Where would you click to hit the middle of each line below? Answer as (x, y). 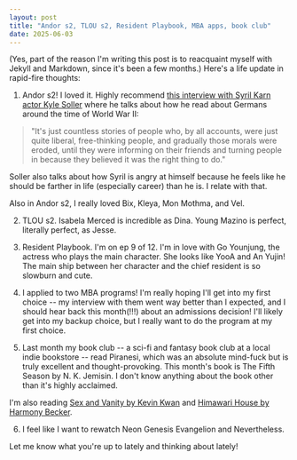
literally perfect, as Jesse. (69, 230)
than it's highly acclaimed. (70, 385)
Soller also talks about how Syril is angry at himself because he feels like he (148, 177)
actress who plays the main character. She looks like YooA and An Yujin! (153, 257)
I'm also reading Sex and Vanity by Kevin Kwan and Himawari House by (140, 403)
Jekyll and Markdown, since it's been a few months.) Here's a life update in (146, 68)
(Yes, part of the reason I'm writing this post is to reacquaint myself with (141, 59)
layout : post (33, 17)
